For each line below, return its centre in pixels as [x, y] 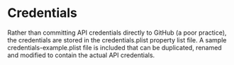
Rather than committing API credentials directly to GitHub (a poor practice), [117, 32]
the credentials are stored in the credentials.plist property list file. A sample [117, 40]
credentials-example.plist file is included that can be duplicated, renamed [115, 47]
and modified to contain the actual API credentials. [81, 55]
